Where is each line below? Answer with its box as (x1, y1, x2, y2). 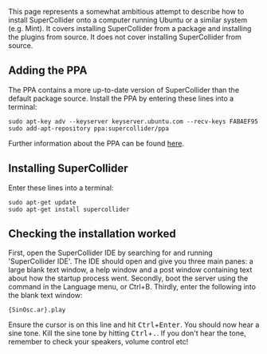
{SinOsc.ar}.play (8, 306, 66, 314)
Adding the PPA (8, 64, 88, 78)
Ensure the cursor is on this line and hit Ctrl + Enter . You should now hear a (8, 320, 260, 330)
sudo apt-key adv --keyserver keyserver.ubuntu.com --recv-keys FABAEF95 (8, 117, 259, 125)
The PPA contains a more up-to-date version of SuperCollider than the (8, 85, 240, 94)
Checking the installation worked (8, 227, 177, 241)
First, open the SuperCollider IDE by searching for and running (8, 248, 213, 258)
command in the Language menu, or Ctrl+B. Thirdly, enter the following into (8, 282, 257, 292)
